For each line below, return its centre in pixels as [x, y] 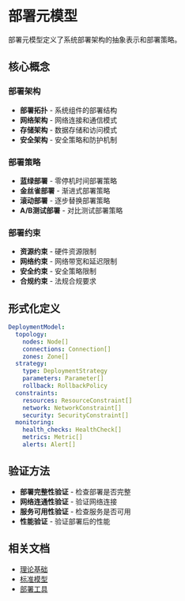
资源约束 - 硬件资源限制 [58, 252]
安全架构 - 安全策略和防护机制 [68, 140]
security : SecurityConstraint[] [76, 415]
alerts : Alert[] [49, 445]
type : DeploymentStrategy [65, 371]
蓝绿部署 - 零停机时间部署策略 [68, 180]
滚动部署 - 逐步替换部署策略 [65, 200]
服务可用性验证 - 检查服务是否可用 [76, 511]
